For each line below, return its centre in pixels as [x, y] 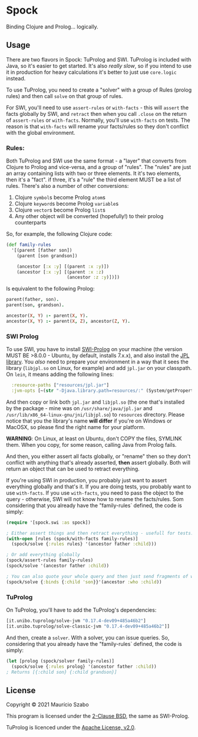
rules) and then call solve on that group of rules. [65, 96]
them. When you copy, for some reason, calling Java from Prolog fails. [91, 444]
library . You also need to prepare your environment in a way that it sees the [97, 362]
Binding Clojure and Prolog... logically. [52, 27]
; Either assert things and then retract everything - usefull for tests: [100, 533]
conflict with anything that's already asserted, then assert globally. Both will [98, 462]
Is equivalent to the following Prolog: [50, 289]
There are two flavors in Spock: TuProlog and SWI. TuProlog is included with [99, 59]
